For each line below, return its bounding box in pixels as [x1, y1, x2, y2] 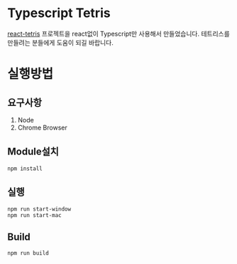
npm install [7, 165, 43, 172]
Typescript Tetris [7, 5, 111, 21]
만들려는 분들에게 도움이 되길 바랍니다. [7, 38, 114, 47]
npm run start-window [7, 205, 72, 213]
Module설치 [7, 146, 59, 158]
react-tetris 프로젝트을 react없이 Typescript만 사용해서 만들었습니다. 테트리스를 [7, 29, 231, 38]
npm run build [7, 250, 50, 257]
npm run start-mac [7, 211, 62, 218]
